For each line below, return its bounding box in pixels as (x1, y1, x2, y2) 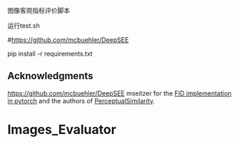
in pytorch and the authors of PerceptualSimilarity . (7, 96, 156, 105)
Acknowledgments (7, 70, 94, 82)
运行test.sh (7, 21, 41, 30)
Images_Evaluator (7, 122, 116, 138)
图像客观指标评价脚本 (7, 6, 70, 14)
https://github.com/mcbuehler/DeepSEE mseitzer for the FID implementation (7, 88, 232, 98)
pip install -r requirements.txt (7, 49, 93, 58)
